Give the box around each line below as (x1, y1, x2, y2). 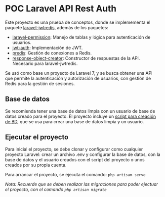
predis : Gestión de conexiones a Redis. (12, 50, 92, 56)
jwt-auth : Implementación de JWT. (12, 45, 83, 50)
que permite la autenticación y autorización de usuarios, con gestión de (5, 75, 151, 81)
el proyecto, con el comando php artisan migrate (5, 186, 107, 192)
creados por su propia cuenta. (5, 162, 67, 168)
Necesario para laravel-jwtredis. (12, 60, 78, 66)
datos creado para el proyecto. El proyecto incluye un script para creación (5, 113, 156, 119)
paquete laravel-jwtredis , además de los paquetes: (5, 24, 109, 30)
